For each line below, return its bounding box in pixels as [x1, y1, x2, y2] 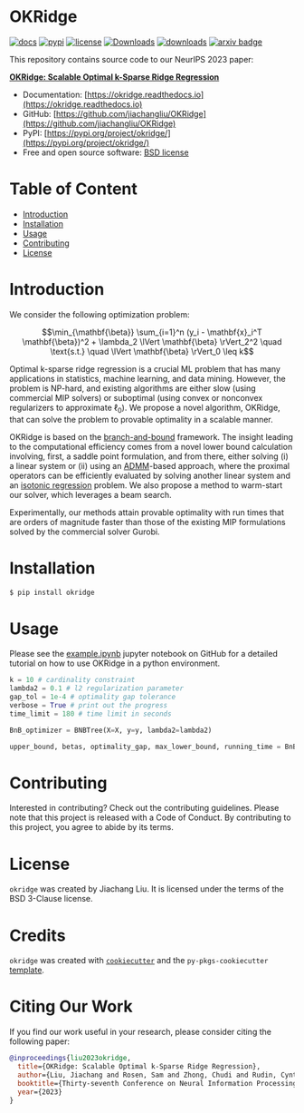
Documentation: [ [22, 89, 88, 100]
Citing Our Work [9, 996, 133, 1017]
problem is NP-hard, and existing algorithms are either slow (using [9, 383, 256, 394]
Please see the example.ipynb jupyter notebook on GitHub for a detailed [9, 649, 278, 659]
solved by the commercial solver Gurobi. [9, 526, 160, 537]
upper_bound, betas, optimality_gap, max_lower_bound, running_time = [9, 742, 281, 751]
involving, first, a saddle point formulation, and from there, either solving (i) [9, 451, 289, 462]
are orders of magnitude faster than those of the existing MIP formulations [9, 516, 287, 527]
